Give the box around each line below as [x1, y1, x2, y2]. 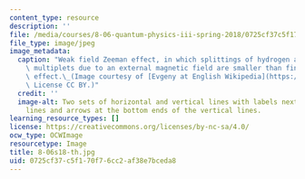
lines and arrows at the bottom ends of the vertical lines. [25, 106, 261, 115]
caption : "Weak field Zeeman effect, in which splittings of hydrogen [17, 55, 290, 64]
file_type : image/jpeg [9, 38, 95, 48]
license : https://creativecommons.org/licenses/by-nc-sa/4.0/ [9, 123, 250, 132]
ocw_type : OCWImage [9, 131, 84, 140]
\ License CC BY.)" [25, 80, 100, 89]
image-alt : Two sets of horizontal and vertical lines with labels [17, 97, 279, 107]
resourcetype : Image [9, 139, 88, 148]
